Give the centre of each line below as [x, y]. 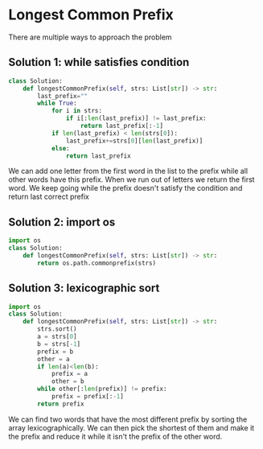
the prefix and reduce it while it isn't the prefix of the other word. [115, 436]
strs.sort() [58, 329]
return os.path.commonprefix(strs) [97, 263]
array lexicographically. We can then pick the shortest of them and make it [131, 427]
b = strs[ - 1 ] [59, 344]
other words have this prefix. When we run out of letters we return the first [131, 179]
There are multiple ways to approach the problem [90, 37]
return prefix [61, 404]
